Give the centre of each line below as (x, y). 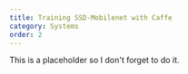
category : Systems (44, 26)
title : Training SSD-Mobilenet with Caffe (91, 18)
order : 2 (26, 34)
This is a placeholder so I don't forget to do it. (94, 60)
